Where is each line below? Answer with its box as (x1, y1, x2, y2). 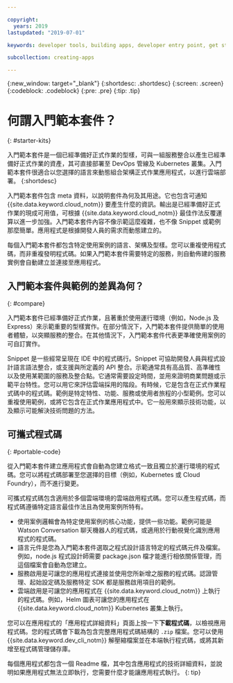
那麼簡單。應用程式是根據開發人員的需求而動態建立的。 (7, 226, 165, 234)
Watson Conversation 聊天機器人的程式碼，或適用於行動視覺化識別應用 (17, 526, 221, 534)
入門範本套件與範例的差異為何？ (7, 280, 144, 292)
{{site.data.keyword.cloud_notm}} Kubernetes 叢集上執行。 (17, 604, 187, 612)
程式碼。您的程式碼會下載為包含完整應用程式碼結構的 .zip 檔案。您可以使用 (7, 627, 224, 635)
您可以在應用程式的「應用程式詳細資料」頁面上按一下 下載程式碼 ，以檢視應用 (7, 619, 226, 627)
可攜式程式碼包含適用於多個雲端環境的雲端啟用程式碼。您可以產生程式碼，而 (7, 494, 226, 502)
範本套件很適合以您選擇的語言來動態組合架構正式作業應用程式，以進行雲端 (7, 168, 220, 177)
